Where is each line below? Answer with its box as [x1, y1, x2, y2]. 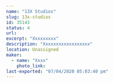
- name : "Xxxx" [11, 57, 49, 63]
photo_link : [16, 63, 46, 69]
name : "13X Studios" [6, 8, 57, 15]
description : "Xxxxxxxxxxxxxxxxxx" [6, 41, 93, 47]
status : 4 [6, 25, 30, 31]
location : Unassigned [6, 47, 59, 53]
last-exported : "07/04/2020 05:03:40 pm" [6, 68, 109, 74]
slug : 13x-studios [6, 14, 51, 20]
